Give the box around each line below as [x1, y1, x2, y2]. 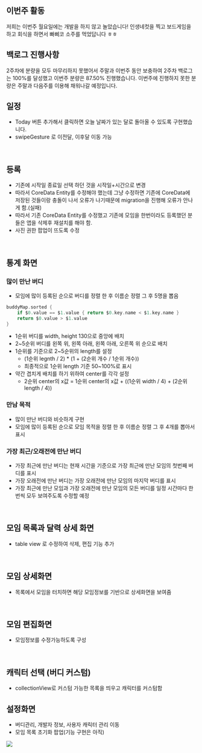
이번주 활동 [6, 5, 45, 16]
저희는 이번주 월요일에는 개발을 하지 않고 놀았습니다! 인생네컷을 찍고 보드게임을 [6, 23, 192, 30]
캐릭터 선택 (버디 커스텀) [6, 667, 91, 678]
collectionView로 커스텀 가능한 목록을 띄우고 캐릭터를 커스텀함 [14, 684, 163, 692]
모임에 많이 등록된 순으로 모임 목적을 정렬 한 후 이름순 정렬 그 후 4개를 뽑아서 [14, 423, 195, 430]
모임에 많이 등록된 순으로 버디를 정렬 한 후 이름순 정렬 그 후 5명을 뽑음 [14, 292, 179, 299]
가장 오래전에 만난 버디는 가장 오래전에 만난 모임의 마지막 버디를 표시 [14, 477, 176, 484]
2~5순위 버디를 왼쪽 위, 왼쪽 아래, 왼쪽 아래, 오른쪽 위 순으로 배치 [14, 340, 168, 348]
